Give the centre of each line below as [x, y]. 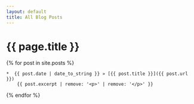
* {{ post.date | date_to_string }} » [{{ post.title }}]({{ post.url [97, 74]
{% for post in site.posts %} [40, 63]
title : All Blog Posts [34, 17]
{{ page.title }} [43, 47]
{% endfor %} [23, 95]
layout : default [26, 12]
